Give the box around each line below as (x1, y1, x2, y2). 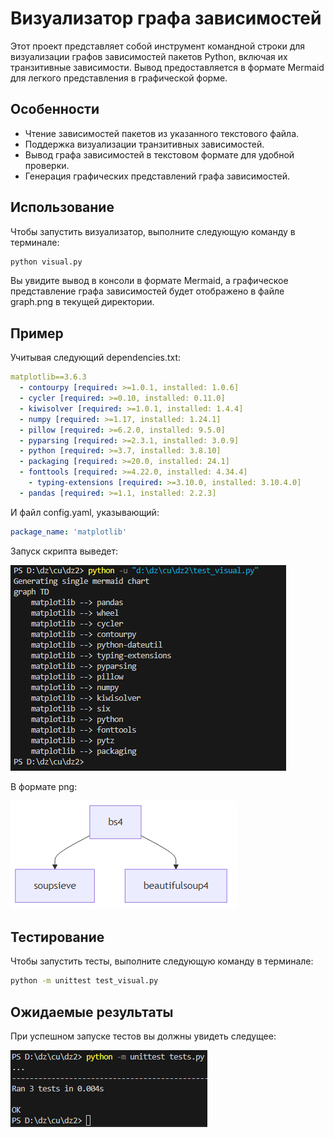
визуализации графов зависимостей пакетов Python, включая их (10, 50, 288, 62)
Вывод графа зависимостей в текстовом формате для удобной (24, 148, 295, 161)
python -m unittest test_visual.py (10, 976, 159, 986)
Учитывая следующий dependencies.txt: (10, 352, 182, 364)
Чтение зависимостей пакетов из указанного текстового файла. (24, 127, 300, 139)
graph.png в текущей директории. (10, 296, 155, 308)
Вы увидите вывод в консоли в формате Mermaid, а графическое (10, 275, 289, 287)
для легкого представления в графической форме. (10, 72, 228, 84)
